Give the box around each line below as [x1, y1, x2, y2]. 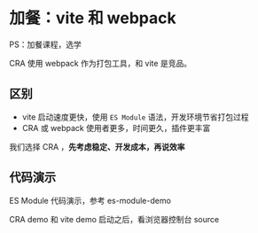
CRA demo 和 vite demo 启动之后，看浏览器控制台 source [9, 214, 220, 224]
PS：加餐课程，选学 [9, 39, 82, 50]
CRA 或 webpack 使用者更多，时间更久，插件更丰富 [21, 122, 211, 133]
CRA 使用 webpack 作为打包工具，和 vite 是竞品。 [9, 58, 192, 68]
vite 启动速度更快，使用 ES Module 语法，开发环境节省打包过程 [21, 112, 249, 122]
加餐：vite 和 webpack [9, 8, 176, 28]
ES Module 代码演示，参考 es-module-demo [9, 195, 171, 206]
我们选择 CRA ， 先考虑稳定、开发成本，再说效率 [9, 141, 185, 151]
